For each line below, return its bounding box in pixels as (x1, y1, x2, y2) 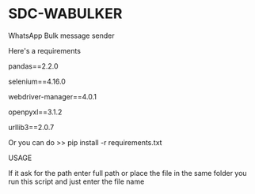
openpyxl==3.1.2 (8, 107, 63, 117)
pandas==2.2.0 (8, 61, 59, 71)
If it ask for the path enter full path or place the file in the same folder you (8, 168, 247, 177)
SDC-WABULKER (8, 5, 123, 23)
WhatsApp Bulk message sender (8, 31, 115, 40)
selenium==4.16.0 (8, 76, 66, 86)
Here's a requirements (8, 46, 82, 55)
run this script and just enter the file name (8, 177, 145, 186)
